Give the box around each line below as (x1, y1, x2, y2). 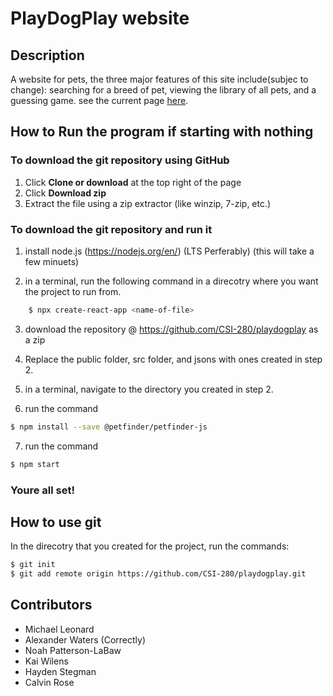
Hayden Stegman (24, 665, 97, 677)
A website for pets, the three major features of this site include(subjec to (10, 73, 309, 85)
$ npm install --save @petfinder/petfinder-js (10, 422, 208, 432)
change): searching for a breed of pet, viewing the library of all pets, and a (10, 84, 317, 96)
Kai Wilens (24, 655, 69, 667)
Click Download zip (24, 187, 107, 199)
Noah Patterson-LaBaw (24, 644, 122, 656)
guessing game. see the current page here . (10, 95, 189, 106)
